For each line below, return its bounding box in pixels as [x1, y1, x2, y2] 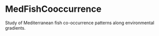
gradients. [5, 25, 26, 31]
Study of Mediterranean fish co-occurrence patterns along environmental [5, 20, 155, 26]
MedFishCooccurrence [5, 3, 102, 15]
